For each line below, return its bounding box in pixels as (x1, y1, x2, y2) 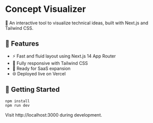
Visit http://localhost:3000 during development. (5, 112, 102, 118)
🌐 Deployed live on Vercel (12, 70, 66, 76)
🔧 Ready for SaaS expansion (12, 65, 71, 71)
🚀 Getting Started (5, 85, 60, 94)
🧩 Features (5, 40, 39, 48)
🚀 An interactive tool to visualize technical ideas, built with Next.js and (5, 20, 149, 26)
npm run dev (5, 103, 30, 108)
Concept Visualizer (5, 3, 86, 15)
